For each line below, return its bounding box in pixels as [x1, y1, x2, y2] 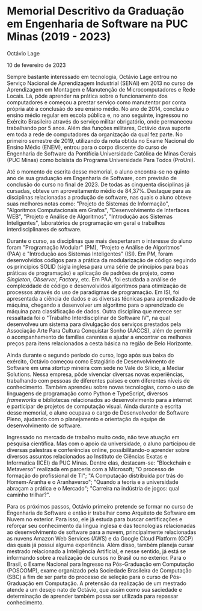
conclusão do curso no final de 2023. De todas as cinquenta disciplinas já [7, 181, 190, 188]
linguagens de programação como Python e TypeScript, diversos [7, 390, 168, 397]
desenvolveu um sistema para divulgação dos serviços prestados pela [7, 321, 182, 328]
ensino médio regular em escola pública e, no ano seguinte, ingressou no [7, 111, 189, 119]
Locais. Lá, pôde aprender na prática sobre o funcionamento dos [7, 92, 168, 99]
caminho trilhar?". [7, 491, 50, 498]
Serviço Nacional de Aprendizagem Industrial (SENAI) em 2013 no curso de [7, 80, 194, 87]
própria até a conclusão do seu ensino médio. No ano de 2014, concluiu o [7, 105, 189, 112]
